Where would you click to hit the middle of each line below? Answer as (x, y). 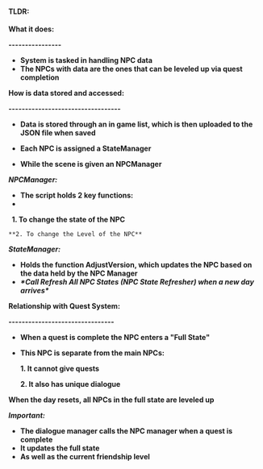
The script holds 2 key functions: (77, 195)
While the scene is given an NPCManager (91, 164)
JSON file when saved (58, 133)
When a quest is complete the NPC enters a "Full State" (115, 338)
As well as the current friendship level (85, 457)
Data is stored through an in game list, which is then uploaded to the (136, 124)
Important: (27, 416)
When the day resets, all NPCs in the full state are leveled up (111, 400)
